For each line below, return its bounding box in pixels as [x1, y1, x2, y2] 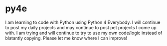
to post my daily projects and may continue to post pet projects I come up [5, 24, 157, 30]
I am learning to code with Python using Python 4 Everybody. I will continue [5, 19, 161, 25]
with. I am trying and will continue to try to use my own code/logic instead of [5, 30, 163, 36]
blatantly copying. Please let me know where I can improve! [5, 35, 128, 41]
